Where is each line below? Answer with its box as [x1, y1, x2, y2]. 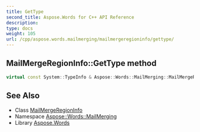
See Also [6, 90, 40, 101]
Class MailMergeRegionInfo [14, 106, 83, 114]
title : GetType [6, 8, 44, 15]
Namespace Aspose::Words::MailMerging [14, 112, 117, 120]
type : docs [6, 25, 33, 32]
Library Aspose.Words [14, 119, 70, 126]
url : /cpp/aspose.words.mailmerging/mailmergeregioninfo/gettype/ [6, 36, 174, 42]
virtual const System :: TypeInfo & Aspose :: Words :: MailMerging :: [6, 74, 169, 80]
